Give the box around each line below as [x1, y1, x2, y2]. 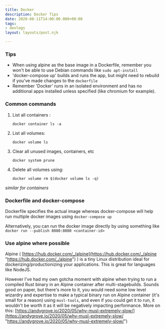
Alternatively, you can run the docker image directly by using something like [5, 223, 160, 229]
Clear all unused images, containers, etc [12, 148, 95, 154]
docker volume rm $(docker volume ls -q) [12, 176, 99, 181]
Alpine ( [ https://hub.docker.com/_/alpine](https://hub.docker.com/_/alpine [5, 251, 157, 257]
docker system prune [12, 158, 55, 163]
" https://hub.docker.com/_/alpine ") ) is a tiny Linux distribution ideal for [5, 256, 150, 262]
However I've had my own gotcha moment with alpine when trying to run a [5, 276, 157, 282]
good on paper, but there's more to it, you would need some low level [5, 287, 147, 293]
